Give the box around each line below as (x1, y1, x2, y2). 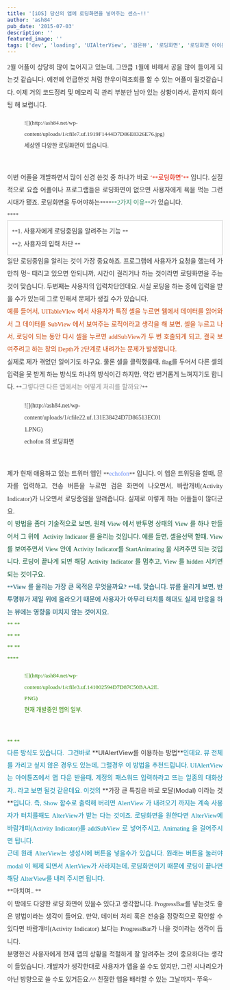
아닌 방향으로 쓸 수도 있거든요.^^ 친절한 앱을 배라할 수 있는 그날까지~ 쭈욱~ (7, 976, 212, 983)
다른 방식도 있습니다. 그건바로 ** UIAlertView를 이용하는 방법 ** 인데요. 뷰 (7, 748, 210, 757)
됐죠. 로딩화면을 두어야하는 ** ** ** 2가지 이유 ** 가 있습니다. (26, 198, 183, 207)
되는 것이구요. (7, 571, 46, 578)
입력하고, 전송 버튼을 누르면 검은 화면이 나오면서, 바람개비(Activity (23, 482, 223, 490)
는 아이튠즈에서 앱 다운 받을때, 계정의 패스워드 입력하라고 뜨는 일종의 (7, 774, 204, 782)
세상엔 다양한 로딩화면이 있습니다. (24, 142, 110, 150)
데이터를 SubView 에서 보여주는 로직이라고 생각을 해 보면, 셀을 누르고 (23, 320, 216, 328)
